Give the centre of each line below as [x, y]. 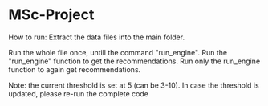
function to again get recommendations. [75, 69]
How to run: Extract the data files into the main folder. [97, 37]
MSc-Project [51, 15]
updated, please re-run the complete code [78, 93]
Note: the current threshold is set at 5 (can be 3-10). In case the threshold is [134, 85]
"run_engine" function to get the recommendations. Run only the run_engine [134, 61]
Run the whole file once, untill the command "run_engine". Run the [118, 52]
